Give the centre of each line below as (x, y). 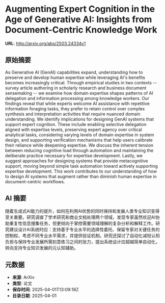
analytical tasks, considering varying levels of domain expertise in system (80, 135)
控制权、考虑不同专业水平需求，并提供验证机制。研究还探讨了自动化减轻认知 (82, 235)
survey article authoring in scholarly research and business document (76, 88)
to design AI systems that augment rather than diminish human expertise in (81, 176)
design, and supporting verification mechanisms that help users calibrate (79, 140)
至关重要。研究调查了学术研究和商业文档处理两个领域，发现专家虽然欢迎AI (80, 217)
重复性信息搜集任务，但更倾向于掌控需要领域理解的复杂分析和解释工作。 (82, 223)
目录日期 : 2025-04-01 (34, 296)
